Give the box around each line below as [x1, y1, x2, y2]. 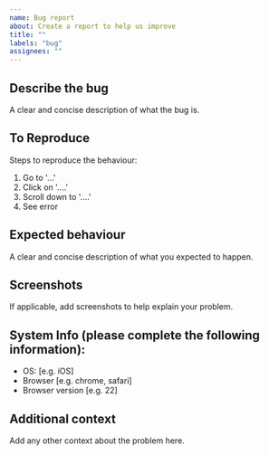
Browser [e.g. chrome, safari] [22, 375, 133, 386]
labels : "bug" [9, 38, 63, 48]
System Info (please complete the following [9, 327, 261, 343]
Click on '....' [22, 182, 69, 193]
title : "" [9, 30, 47, 39]
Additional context [9, 411, 116, 426]
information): [9, 341, 86, 357]
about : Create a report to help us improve [9, 22, 177, 31]
